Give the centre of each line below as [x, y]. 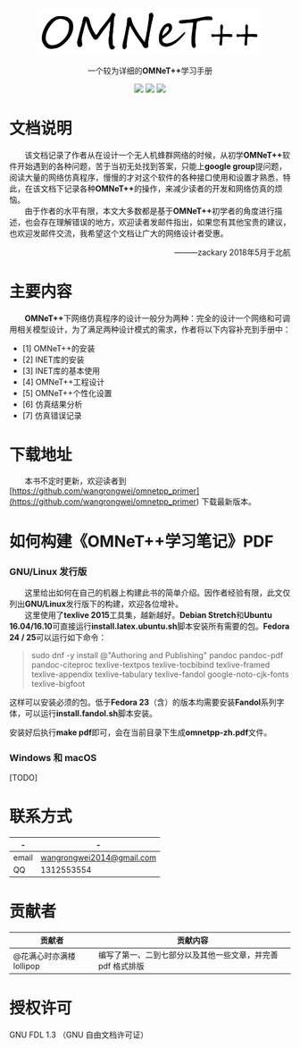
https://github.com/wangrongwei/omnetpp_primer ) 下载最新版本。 [134, 502]
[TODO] [24, 778]
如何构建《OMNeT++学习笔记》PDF [142, 541]
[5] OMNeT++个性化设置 [67, 393]
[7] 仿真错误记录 [52, 415]
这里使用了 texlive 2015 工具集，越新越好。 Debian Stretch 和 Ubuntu [148, 614]
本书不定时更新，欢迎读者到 [75, 481]
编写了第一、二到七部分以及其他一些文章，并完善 [188, 955]
